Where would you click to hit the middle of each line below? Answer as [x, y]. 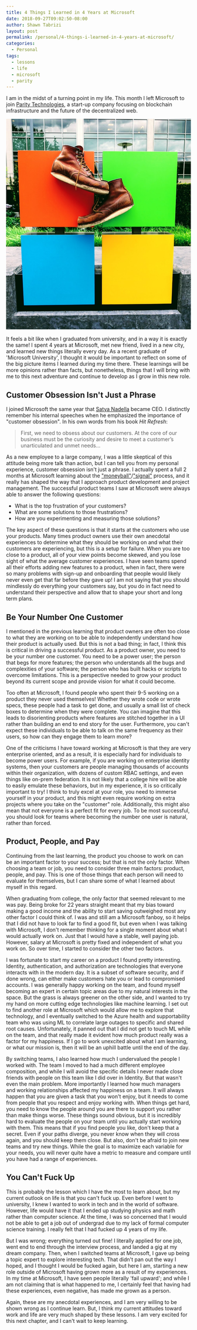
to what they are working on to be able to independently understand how [94, 638]
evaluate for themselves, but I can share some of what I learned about [91, 881]
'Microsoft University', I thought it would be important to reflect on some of [96, 358]
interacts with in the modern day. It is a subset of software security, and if [95, 972]
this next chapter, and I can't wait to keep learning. [67, 1321]
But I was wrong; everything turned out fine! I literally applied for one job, [94, 1241]
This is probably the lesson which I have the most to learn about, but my [93, 1192]
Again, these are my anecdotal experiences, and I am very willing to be [91, 1302]
